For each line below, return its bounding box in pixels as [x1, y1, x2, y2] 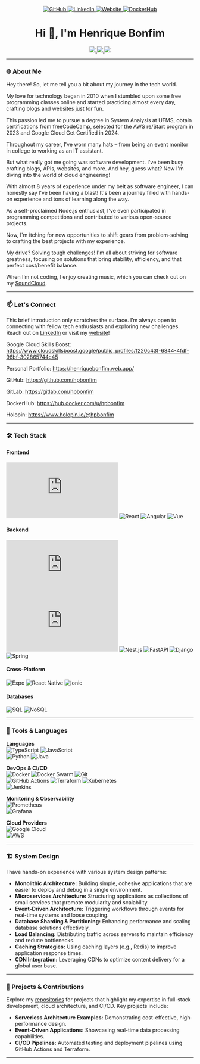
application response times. [14, 949, 83, 956]
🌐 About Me [6, 67, 42, 76]
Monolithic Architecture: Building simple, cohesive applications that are [14, 879, 192, 887]
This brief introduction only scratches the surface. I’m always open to [6, 316, 177, 323]
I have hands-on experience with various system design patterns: [6, 868, 167, 875]
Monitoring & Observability [6, 795, 75, 802]
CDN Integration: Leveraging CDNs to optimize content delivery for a [14, 956, 185, 963]
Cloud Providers [6, 819, 48, 826]
